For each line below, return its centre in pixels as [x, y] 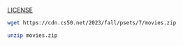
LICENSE [20, 10]
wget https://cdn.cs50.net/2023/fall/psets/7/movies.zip [92, 23]
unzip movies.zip [32, 35]
